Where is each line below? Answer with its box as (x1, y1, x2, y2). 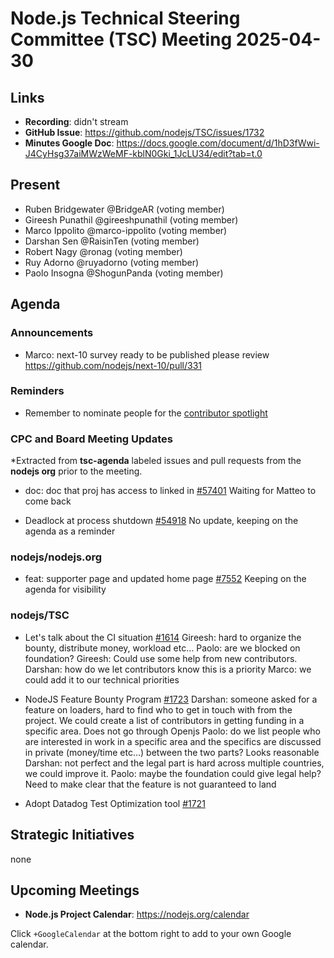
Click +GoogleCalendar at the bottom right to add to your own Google (10, 928, 292, 940)
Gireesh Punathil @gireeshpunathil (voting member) (24, 213, 239, 226)
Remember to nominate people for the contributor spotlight (24, 407, 268, 419)
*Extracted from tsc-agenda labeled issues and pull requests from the (10, 455, 302, 467)
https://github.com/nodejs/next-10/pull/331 (24, 359, 202, 371)
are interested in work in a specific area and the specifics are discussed (24, 735, 322, 747)
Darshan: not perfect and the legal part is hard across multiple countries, (24, 757, 325, 769)
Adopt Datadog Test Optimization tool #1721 (24, 797, 206, 809)
